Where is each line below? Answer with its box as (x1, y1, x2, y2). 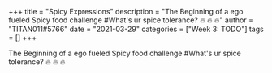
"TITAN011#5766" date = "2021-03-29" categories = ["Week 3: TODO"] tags (8, 24, 264, 34)
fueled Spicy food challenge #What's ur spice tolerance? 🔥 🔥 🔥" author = (8, 15, 254, 25)
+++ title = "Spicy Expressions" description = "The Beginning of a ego (8, 7, 244, 16)
